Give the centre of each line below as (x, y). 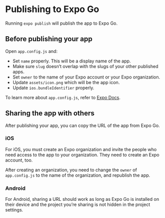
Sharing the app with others (50, 114)
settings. (14, 210)
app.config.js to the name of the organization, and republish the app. (78, 175)
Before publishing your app (49, 39)
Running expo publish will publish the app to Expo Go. (61, 23)
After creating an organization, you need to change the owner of (71, 170)
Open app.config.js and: (32, 51)
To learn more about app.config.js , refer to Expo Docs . (63, 97)
